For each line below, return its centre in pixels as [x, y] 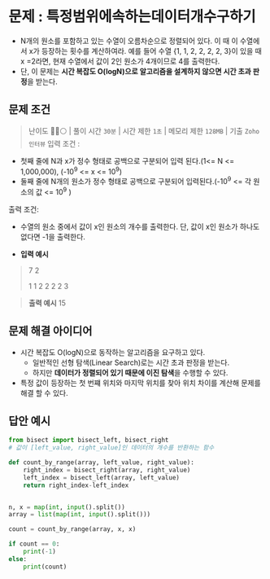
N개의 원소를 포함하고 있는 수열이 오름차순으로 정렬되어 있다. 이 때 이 [129, 41]
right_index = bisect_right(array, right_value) [107, 470]
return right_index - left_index [76, 485]
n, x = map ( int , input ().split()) [67, 507]
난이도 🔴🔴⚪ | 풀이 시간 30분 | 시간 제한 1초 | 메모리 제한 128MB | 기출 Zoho [144, 130]
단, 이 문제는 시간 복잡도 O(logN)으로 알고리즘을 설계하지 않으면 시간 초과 [136, 71]
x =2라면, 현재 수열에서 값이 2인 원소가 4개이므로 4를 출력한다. [120, 61]
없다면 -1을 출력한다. [52, 236]
